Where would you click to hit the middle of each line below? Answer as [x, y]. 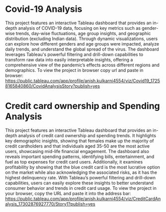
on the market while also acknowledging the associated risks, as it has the [81, 172]
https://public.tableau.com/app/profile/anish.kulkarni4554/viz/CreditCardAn [83, 199]
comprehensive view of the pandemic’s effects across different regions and [83, 65]
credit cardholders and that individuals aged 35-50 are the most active [78, 146]
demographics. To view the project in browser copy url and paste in [74, 70]
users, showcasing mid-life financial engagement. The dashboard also [77, 151]
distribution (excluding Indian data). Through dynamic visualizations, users [82, 39]
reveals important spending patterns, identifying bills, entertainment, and [80, 157]
